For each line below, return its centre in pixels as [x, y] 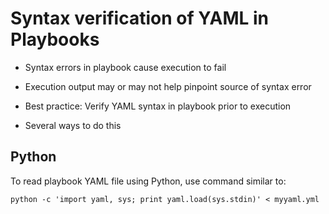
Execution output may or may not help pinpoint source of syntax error [168, 86]
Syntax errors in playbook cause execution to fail [125, 67]
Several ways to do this [73, 125]
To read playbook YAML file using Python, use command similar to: [148, 181]
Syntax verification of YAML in [139, 18]
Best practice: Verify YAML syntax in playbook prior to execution [158, 106]
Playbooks [55, 39]
